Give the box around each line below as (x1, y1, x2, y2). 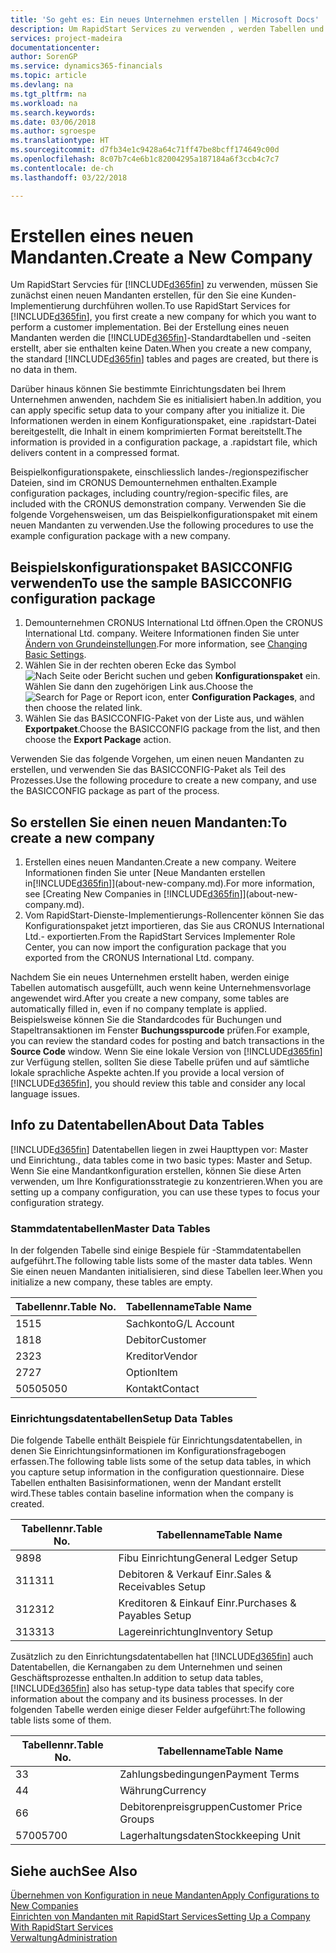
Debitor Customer (125, 1333, 207, 1347)
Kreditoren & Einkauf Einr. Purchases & (118, 1596, 297, 1610)
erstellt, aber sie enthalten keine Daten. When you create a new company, (10, 342, 312, 355)
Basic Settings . (24, 649, 87, 661)
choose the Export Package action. (24, 734, 172, 746)
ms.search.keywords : (10, 107, 97, 118)
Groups (119, 1812, 155, 1826)
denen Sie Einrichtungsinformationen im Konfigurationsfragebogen (10, 1445, 287, 1457)
